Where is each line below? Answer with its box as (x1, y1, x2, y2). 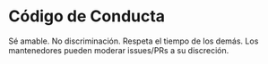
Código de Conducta (8, 6, 166, 27)
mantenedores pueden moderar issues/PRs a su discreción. (8, 44, 229, 55)
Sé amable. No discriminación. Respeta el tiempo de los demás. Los (8, 36, 259, 46)
